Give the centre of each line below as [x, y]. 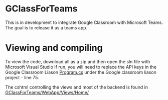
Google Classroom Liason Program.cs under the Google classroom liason [81, 72]
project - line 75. [22, 77]
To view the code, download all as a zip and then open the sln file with [78, 61]
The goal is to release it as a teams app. [46, 27]
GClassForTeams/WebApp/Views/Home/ [47, 92]
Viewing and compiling [54, 48]
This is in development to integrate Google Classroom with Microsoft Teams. [84, 22]
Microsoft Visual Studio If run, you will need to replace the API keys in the [81, 67]
